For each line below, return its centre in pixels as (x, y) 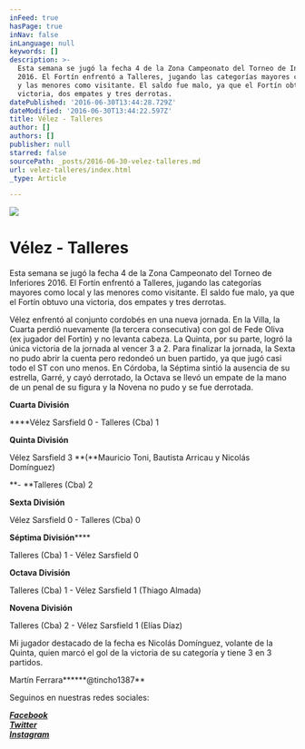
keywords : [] (34, 52)
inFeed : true (34, 18)
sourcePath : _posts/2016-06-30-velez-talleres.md (105, 161)
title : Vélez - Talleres (56, 119)
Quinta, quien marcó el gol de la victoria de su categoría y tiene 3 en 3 (141, 653)
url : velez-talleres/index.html (70, 170)
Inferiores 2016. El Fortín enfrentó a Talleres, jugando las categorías (135, 283)
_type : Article (38, 178)
